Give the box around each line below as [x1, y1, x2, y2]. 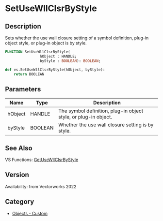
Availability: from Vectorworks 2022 [5, 183, 77, 189]
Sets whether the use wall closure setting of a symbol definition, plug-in [5, 35, 149, 41]
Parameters [5, 85, 41, 93]
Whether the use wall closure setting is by [58, 121, 154, 128]
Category [5, 198, 34, 206]
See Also [5, 144, 33, 152]
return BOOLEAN [14, 72, 45, 76]
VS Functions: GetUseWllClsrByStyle [5, 157, 79, 162]
